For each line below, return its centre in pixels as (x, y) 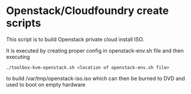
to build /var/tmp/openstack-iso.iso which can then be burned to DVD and (95, 78)
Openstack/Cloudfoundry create (88, 11)
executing (18, 57)
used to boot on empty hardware (46, 84)
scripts (24, 23)
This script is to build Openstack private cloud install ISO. (75, 39)
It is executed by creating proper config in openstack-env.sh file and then (95, 50)
